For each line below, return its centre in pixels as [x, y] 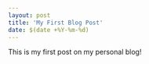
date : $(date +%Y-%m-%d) [49, 30]
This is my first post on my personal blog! [75, 52]
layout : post [29, 15]
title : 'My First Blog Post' [56, 23]
